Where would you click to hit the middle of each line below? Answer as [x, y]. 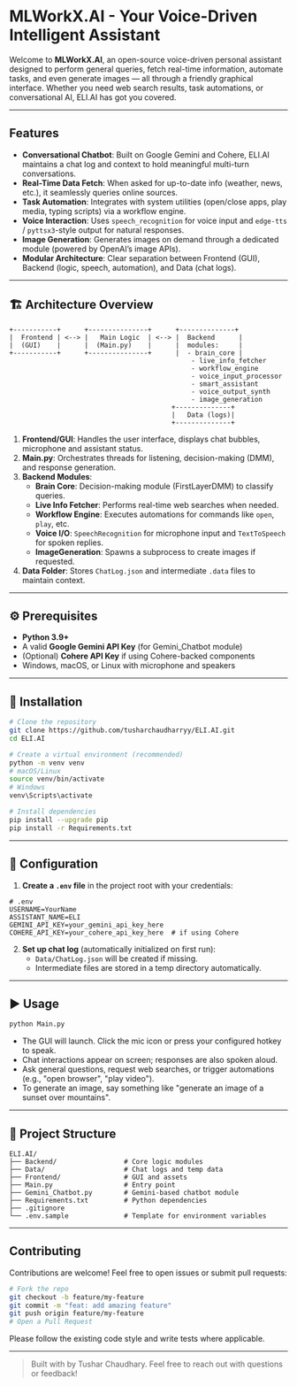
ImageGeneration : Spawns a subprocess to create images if [145, 551]
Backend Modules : [57, 476]
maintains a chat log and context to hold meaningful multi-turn [136, 164]
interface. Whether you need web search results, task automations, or [136, 88]
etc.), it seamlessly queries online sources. [100, 192]
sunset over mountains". [66, 1097]
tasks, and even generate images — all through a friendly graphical [131, 78]
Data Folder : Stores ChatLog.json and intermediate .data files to [139, 570]
